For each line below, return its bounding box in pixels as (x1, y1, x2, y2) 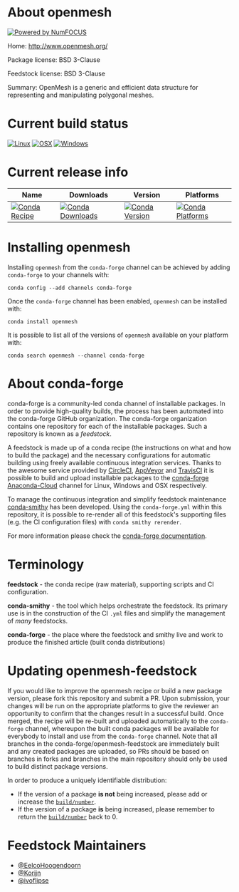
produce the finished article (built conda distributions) (7, 638, 166, 646)
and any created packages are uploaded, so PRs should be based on (7, 747, 209, 755)
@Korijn (17, 868, 41, 877)
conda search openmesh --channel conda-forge (7, 352, 144, 359)
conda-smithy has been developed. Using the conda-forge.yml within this (7, 502, 223, 511)
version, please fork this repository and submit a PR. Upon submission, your (7, 694, 230, 702)
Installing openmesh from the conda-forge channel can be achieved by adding (7, 263, 230, 271)
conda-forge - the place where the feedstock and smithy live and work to (7, 630, 223, 638)
